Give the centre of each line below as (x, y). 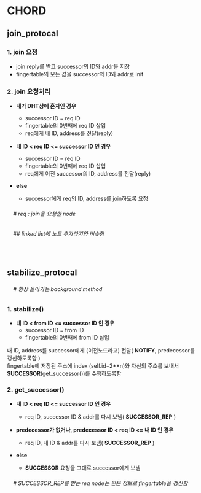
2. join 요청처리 (29, 91)
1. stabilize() (26, 309)
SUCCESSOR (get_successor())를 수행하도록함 (64, 373)
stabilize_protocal (42, 273)
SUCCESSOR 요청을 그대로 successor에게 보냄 (83, 468)
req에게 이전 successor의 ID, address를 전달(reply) (88, 174)
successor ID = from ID (54, 330)
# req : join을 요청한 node (44, 214)
